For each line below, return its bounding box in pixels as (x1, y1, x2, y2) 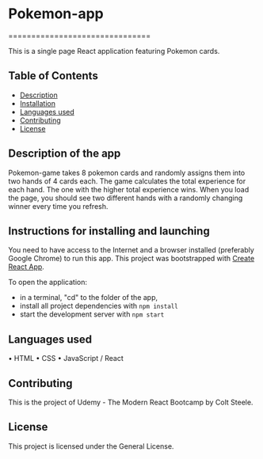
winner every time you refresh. (8, 201, 109, 211)
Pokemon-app (8, 5, 105, 23)
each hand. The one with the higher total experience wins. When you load (8, 184, 250, 194)
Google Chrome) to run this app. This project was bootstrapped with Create (8, 254, 255, 264)
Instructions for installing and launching (8, 224, 210, 237)
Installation (19, 98, 56, 108)
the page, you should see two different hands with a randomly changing (8, 193, 243, 203)
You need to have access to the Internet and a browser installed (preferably (8, 245, 255, 255)
